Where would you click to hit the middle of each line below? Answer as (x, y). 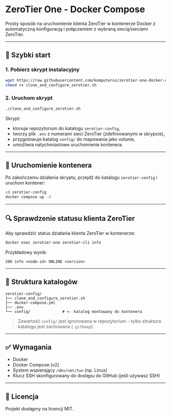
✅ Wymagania (28, 347)
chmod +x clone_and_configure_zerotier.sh (51, 85)
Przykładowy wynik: (26, 252)
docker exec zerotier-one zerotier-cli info (53, 242)
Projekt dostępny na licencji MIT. (39, 409)
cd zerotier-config (26, 192)
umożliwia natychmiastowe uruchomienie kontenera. (68, 144)
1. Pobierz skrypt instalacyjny (42, 70)
